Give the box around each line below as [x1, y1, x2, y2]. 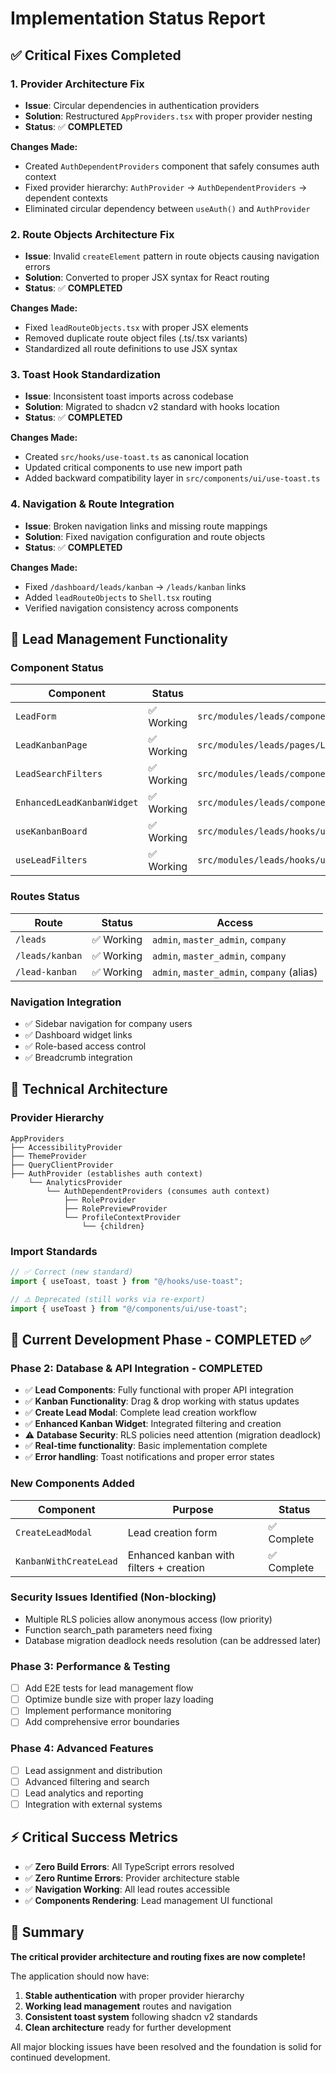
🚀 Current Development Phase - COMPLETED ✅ [10, 1331, 312, 1348]
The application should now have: [10, 1970, 150, 1982]
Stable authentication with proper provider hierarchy [24, 1989, 245, 2001]
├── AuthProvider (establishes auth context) [10, 1168, 203, 1179]
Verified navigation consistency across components [24, 602, 239, 614]
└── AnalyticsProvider [28, 1177, 123, 1187]
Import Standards [10, 1244, 98, 1258]
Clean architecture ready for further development [24, 2021, 232, 2033]
